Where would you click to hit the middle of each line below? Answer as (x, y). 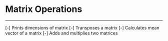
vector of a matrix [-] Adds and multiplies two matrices (61, 33)
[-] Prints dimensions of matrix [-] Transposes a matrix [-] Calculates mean (82, 27)
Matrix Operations (44, 9)
